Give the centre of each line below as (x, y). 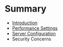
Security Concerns (31, 39)
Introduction (25, 23)
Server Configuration (34, 33)
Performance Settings (35, 28)
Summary (25, 9)
